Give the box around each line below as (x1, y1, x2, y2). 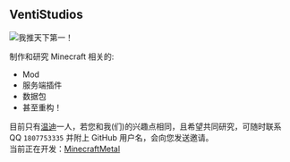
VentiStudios (9, 7, 83, 22)
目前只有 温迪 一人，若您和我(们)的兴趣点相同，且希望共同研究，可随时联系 (9, 121, 282, 132)
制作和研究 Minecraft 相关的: (9, 51, 115, 62)
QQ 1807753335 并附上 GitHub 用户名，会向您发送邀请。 (9, 132, 214, 142)
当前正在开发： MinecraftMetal (9, 143, 121, 154)
